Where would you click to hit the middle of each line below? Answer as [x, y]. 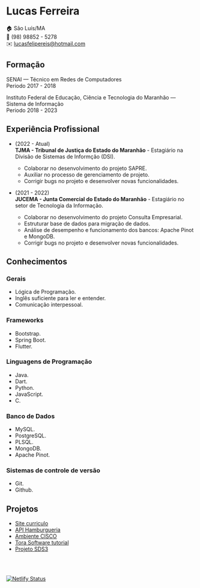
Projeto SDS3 [32, 549]
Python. [25, 387]
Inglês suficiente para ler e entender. [60, 298]
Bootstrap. [28, 333]
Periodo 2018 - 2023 [32, 110]
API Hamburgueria [38, 530]
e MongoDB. [39, 236]
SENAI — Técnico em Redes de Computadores [64, 79]
